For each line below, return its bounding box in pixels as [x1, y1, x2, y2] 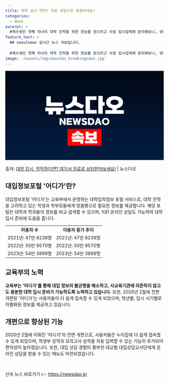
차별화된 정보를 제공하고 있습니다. [5, 301, 71, 307]
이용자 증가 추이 [62, 227, 94, 233]
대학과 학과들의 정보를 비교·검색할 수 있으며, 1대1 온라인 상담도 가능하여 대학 [14, 209, 163, 215]
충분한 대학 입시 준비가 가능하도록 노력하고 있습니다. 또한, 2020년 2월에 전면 [10, 289, 160, 295]
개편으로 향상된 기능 [5, 317, 63, 326]
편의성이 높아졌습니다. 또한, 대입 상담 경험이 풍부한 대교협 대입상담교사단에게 [5, 344, 156, 350]
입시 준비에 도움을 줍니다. [5, 215, 55, 221]
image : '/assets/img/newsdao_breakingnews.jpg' [5, 56, 107, 61]
